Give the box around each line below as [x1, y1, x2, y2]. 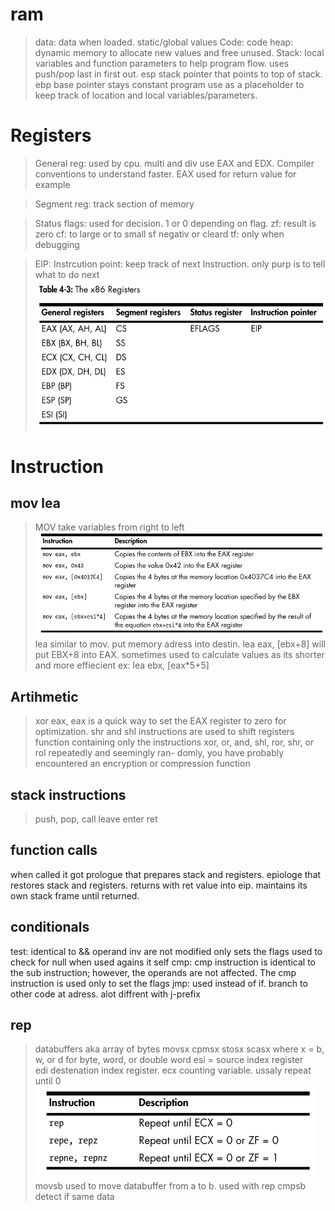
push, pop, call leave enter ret [34, 813, 158, 825]
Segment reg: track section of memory [34, 198, 195, 210]
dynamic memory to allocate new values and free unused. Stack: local [34, 46, 325, 58]
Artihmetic [10, 688, 79, 705]
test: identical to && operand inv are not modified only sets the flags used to [10, 945, 323, 957]
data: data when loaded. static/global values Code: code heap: [34, 36, 294, 48]
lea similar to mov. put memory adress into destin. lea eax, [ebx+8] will [34, 638, 326, 650]
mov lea [10, 495, 61, 512]
